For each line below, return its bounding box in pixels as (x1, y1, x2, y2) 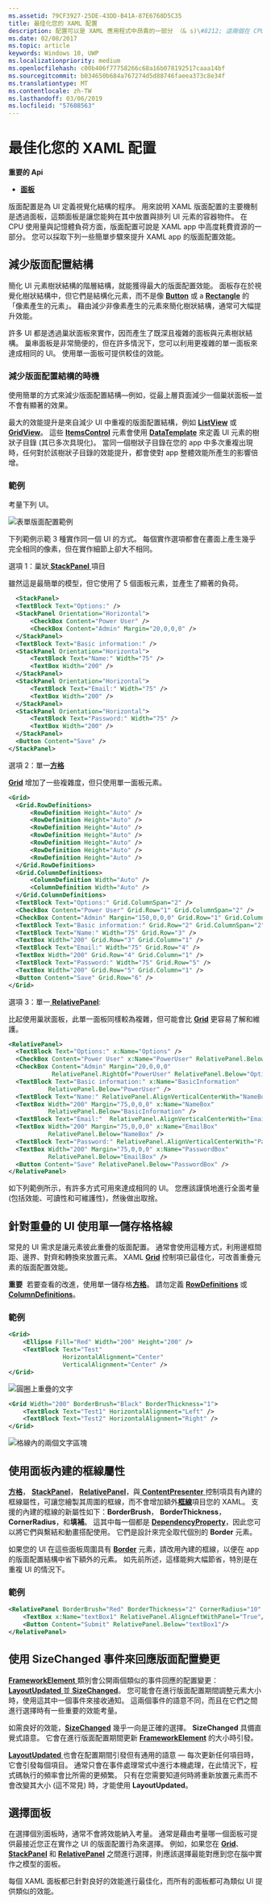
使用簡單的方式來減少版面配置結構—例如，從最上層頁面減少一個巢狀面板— (8, 391, 256, 400)
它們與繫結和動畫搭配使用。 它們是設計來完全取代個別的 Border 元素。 (22, 1527, 256, 1537)
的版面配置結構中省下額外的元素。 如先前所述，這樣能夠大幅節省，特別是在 (8, 1554, 258, 1564)
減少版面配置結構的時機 (8, 370, 99, 382)
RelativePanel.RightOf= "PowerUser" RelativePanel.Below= (51, 1070, 248, 1078)
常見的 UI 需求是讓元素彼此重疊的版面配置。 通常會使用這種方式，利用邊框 (8, 1242, 255, 1252)
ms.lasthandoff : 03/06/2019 (8, 94, 103, 102)
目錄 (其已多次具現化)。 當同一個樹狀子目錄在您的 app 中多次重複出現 (22, 437, 253, 448)
